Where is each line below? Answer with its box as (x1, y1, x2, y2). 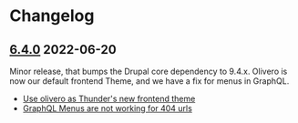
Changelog (9, 5, 95, 26)
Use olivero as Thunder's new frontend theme (22, 93, 196, 104)
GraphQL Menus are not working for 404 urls (22, 103, 193, 114)
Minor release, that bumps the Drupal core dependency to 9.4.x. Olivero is (9, 66, 288, 77)
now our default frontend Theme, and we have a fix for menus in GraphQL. (9, 76, 290, 87)
